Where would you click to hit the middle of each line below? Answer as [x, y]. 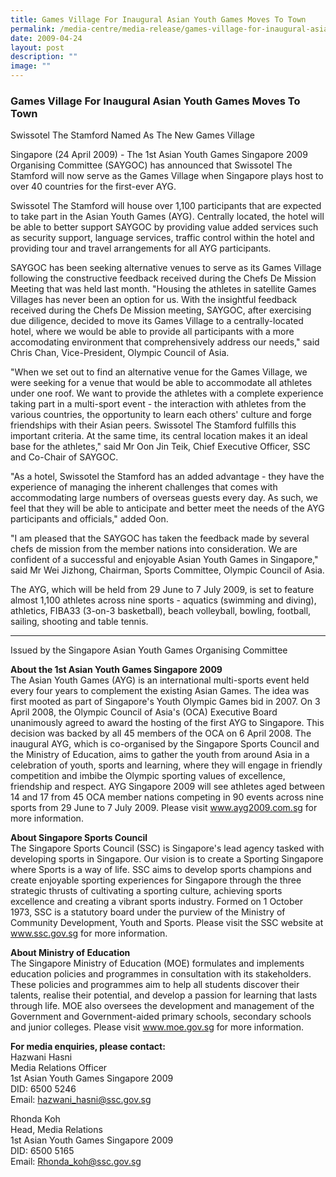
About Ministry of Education [70, 953]
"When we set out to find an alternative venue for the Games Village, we [159, 372]
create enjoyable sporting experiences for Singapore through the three [156, 880]
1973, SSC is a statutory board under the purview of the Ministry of [148, 912]
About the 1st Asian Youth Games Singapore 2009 [116, 670]
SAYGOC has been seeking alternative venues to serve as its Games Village [166, 268]
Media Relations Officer [59, 1068]
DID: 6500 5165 [42, 1151]
